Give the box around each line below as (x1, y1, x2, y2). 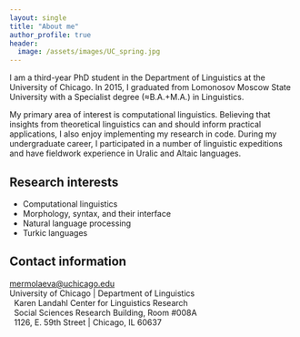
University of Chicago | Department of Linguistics (9, 288, 195, 299)
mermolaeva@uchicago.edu (9, 278, 115, 289)
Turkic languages (22, 227, 88, 238)
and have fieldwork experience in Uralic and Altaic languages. (9, 148, 242, 159)
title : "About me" (9, 22, 79, 31)
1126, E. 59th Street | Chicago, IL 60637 (13, 316, 162, 328)
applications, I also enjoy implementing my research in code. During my (9, 128, 277, 139)
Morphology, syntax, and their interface (22, 208, 171, 219)
